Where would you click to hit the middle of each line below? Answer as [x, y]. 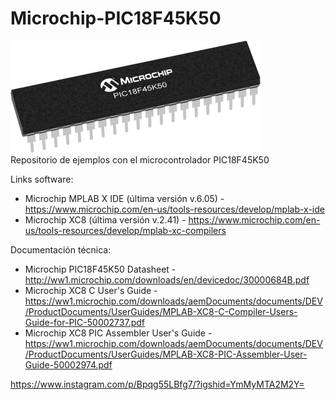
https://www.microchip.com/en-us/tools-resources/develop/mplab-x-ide [174, 209]
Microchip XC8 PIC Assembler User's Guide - [118, 333]
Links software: [42, 179]
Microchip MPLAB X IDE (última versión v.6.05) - [124, 198]
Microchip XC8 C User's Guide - [91, 290]
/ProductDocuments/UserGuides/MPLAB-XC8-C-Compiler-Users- [161, 311]
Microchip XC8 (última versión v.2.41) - [105, 219]
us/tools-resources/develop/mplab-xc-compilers [125, 230]
